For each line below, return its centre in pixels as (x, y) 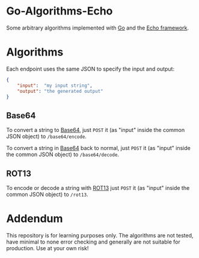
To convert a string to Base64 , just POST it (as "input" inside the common (96, 130)
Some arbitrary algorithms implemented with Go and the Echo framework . (98, 28)
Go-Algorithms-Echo (60, 11)
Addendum (35, 219)
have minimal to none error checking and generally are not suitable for (93, 242)
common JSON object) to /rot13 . (47, 194)
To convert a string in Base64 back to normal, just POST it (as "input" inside (98, 148)
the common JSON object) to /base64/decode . (63, 154)
